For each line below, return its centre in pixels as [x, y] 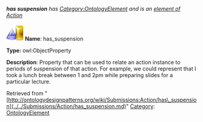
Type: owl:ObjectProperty [39, 50]
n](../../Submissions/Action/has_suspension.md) [66, 106]
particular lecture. [29, 82]
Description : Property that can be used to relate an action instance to [93, 62]
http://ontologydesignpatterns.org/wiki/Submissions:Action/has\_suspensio [102, 100]
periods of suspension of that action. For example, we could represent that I [101, 69]
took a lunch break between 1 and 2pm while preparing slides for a [90, 75]
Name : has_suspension [54, 39]
